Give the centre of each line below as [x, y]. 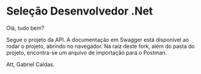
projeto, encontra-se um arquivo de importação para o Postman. [87, 52]
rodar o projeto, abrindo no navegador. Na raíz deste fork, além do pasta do [100, 46]
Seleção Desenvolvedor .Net [80, 11]
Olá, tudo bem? [25, 28]
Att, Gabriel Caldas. [31, 64]
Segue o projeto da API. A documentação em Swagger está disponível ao [98, 39]
